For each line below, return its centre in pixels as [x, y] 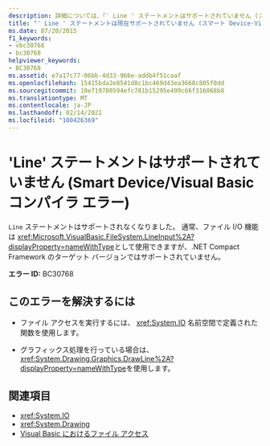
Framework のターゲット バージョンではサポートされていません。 [117, 256]
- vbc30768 [27, 46]
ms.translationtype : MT [48, 98]
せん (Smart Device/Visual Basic [145, 183]
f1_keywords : [30, 38]
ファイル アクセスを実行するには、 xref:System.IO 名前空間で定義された [139, 322]
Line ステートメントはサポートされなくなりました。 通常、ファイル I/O [125, 227]
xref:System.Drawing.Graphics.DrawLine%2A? [97, 358]
